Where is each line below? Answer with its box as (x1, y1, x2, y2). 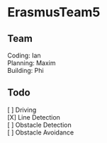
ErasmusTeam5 (7, 4, 101, 21)
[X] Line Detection (7, 113, 60, 121)
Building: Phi (7, 67, 44, 74)
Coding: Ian (7, 51, 41, 59)
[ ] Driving (7, 105, 37, 114)
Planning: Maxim (7, 59, 56, 67)
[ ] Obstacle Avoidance (7, 128, 74, 137)
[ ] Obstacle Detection (7, 120, 72, 129)
